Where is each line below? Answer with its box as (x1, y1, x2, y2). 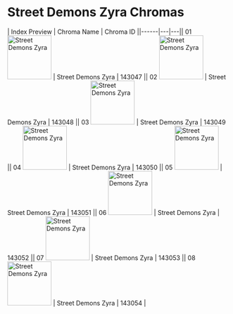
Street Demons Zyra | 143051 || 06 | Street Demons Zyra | (7, 208, 220, 216)
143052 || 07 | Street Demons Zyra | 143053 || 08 (7, 254, 196, 262)
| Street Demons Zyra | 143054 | (52, 299, 146, 307)
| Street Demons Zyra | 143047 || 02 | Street (52, 72, 227, 81)
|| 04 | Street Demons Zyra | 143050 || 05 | (7, 163, 223, 171)
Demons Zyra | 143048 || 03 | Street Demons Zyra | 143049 (7, 117, 227, 126)
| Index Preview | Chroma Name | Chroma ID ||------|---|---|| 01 (7, 27, 192, 36)
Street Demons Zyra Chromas (7, 4, 184, 20)
